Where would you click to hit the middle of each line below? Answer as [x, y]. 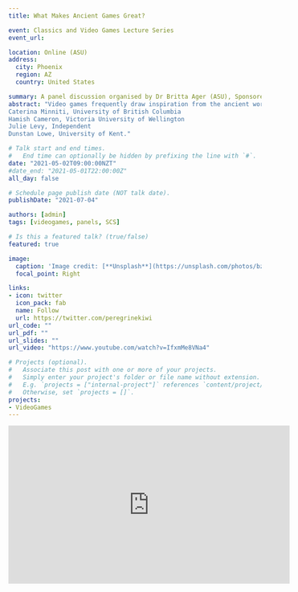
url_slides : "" [34, 341]
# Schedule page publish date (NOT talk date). [90, 193]
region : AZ [34, 75]
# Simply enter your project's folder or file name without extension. [135, 378]
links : [19, 288]
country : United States [55, 82]
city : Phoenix [39, 67]
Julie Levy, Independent [50, 127]
